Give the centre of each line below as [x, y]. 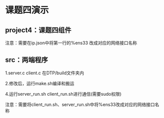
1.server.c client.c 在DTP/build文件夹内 [45, 73]
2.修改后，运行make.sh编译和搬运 [40, 83]
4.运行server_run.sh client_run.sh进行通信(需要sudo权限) [63, 94]
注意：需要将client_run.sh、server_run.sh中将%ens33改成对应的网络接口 [80, 104]
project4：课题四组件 [38, 30]
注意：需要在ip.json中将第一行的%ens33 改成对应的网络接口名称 [71, 43]
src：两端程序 [27, 60]
